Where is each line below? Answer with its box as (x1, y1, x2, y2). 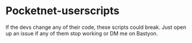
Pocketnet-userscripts (5, 4, 120, 18)
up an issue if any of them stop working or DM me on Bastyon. (5, 29, 158, 37)
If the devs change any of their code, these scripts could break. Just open (5, 24, 187, 31)
